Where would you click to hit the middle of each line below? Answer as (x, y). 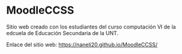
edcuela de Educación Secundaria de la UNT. (62, 33)
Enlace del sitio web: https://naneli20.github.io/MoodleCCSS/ (82, 45)
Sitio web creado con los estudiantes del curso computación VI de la (91, 27)
